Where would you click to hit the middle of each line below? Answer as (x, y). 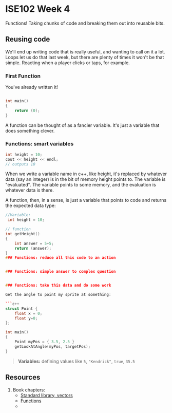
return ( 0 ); (27, 110)
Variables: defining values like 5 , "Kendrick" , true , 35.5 (76, 361)
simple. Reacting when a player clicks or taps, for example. (68, 63)
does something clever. (30, 130)
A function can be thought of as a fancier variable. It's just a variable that (82, 125)
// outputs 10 (21, 164)
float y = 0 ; (26, 318)
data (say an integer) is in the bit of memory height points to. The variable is (85, 179)
